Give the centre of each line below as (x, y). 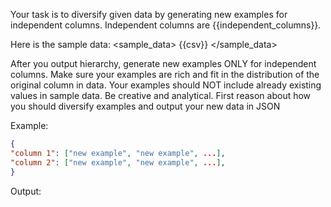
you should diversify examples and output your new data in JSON (145, 106)
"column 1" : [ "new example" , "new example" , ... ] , (118, 153)
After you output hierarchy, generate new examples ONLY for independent (163, 63)
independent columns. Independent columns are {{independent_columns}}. (166, 25)
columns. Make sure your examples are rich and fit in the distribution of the (165, 74)
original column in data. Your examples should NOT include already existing (166, 85)
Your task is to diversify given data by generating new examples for (149, 14)
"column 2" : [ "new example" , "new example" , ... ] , (118, 162)
